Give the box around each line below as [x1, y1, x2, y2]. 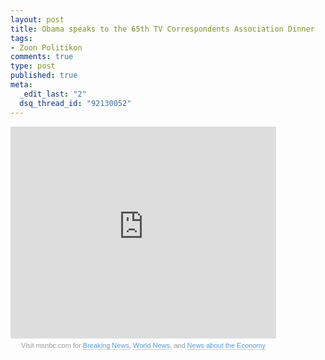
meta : [10, 80, 33, 90]
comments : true [10, 52, 74, 62]
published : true [10, 71, 78, 81]
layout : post [10, 14, 65, 25]
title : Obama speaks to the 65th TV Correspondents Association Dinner [10, 24, 315, 34]
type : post [10, 61, 56, 71]
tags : [10, 33, 33, 43]
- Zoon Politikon [10, 42, 83, 53]
